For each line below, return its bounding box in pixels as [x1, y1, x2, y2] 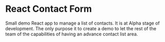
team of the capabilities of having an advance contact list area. [5, 31, 138, 37]
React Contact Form [5, 3, 92, 15]
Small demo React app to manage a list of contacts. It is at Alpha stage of [5, 20, 160, 26]
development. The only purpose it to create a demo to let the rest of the [5, 25, 156, 31]
